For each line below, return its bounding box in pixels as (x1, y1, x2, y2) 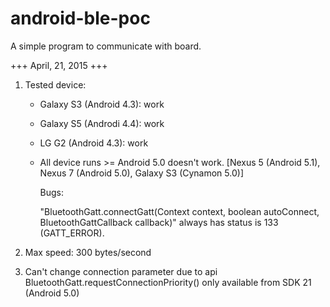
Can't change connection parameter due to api (24, 265, 218, 277)
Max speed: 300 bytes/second (24, 246, 152, 258)
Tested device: (24, 78, 87, 91)
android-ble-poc (10, 7, 151, 30)
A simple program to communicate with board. (10, 40, 202, 52)
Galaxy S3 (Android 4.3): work (39, 98, 165, 110)
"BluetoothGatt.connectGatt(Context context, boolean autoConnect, (39, 205, 320, 217)
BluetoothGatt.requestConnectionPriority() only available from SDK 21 (24, 276, 312, 288)
